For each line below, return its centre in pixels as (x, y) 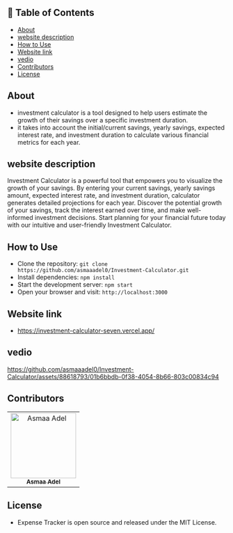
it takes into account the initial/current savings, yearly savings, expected (121, 127)
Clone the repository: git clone (62, 264)
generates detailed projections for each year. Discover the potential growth (115, 203)
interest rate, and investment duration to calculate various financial (113, 135)
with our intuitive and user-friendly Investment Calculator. (90, 225)
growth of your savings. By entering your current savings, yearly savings (111, 188)
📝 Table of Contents (51, 13)
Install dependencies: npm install (66, 277)
